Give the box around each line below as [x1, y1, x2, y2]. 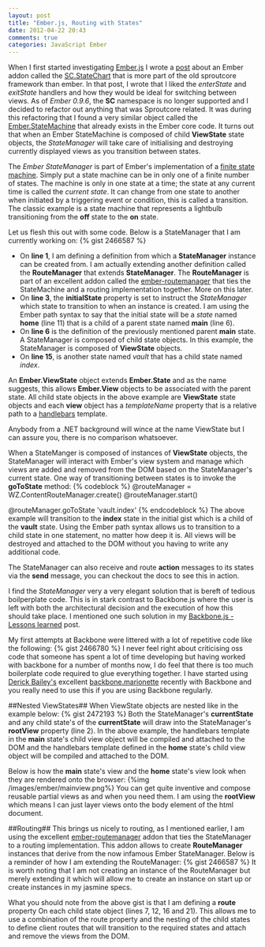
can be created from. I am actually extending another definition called [19, 260, 247, 269]
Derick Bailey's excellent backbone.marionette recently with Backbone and [8, 677, 252, 687]
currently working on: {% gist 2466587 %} [8, 236, 147, 246]
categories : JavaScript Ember [8, 41, 108, 49]
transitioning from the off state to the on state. [8, 212, 159, 222]
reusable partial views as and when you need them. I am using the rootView [8, 791, 256, 802]
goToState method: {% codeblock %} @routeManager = [8, 482, 192, 491]
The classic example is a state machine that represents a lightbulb [8, 204, 223, 213]
